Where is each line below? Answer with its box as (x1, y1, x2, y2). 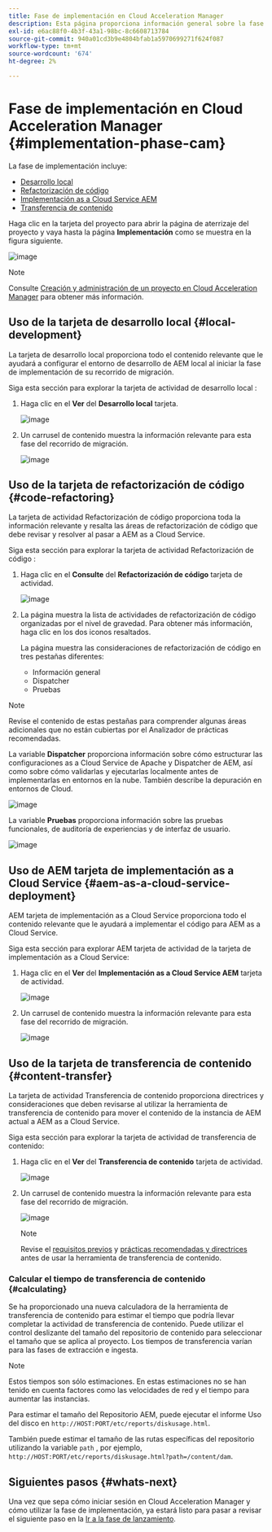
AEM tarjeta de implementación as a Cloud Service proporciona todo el (8, 911, 247, 921)
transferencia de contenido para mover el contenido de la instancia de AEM (8, 1108, 262, 1118)
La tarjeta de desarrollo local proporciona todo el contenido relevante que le (8, 349, 263, 359)
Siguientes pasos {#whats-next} (8, 1475, 178, 1489)
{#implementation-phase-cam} (8, 134, 226, 153)
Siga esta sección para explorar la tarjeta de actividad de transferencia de (8, 1132, 257, 1142)
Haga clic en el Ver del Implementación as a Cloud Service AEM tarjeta (20, 968, 262, 978)
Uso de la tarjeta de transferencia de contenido (8, 1056, 252, 1070)
